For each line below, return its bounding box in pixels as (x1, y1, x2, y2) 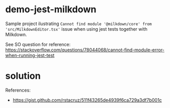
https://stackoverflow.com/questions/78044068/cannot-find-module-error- (5, 47, 165, 53)
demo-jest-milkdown (5, 4, 97, 15)
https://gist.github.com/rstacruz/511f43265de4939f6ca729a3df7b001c (12, 97, 162, 103)
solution (5, 70, 41, 82)
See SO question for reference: (5, 41, 71, 47)
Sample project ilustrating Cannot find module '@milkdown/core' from (5, 20, 152, 27)
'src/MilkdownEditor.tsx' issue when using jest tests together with (5, 26, 148, 32)
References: (5, 87, 31, 93)
